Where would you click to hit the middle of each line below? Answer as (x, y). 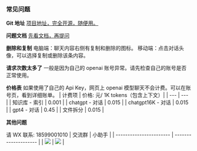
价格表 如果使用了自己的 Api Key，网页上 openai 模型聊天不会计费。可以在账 (98, 88)
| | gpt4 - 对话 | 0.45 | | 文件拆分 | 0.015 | (55, 110)
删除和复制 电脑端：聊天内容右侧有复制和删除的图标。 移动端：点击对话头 (95, 48)
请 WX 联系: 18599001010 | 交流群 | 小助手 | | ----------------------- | (90, 135)
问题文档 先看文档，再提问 (38, 36)
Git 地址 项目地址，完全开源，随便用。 (52, 23)
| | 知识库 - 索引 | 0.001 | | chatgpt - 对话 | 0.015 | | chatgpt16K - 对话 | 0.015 (97, 103)
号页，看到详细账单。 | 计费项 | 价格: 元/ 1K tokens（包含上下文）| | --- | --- (97, 95)
